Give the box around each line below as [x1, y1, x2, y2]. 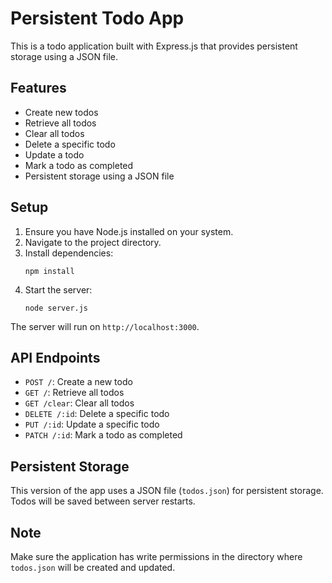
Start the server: [24, 283, 93, 296]
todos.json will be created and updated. [10, 562, 176, 573]
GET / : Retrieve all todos [24, 387, 125, 399]
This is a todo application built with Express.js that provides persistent [10, 40, 298, 52]
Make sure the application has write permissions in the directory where [10, 551, 303, 562]
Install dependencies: [24, 247, 114, 259]
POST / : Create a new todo [24, 376, 133, 388]
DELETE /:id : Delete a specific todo [24, 408, 170, 420]
